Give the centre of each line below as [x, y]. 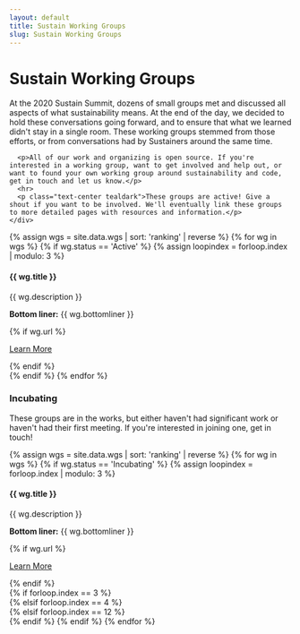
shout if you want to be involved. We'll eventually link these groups [146, 205]
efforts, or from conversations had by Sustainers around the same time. [141, 141]
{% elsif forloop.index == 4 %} [66, 603]
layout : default [39, 17]
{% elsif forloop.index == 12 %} [67, 612]
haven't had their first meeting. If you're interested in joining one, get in [140, 427]
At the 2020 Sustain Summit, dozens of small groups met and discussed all [148, 103]
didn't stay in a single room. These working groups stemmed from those [142, 132]
